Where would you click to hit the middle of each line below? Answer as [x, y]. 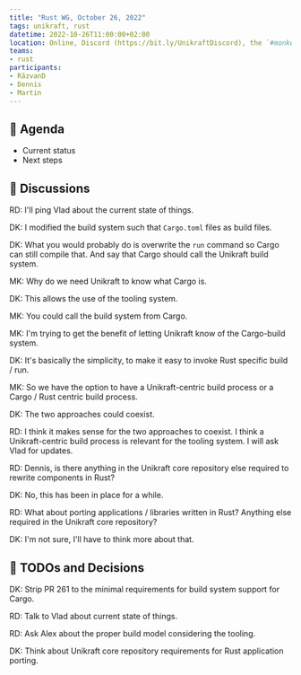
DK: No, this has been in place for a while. [86, 495]
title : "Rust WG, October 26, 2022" [77, 18]
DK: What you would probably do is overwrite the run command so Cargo [144, 245]
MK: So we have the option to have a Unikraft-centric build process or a [142, 388]
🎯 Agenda [37, 129]
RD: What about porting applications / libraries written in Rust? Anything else [150, 513]
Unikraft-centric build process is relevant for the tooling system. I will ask [144, 442]
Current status [49, 151]
